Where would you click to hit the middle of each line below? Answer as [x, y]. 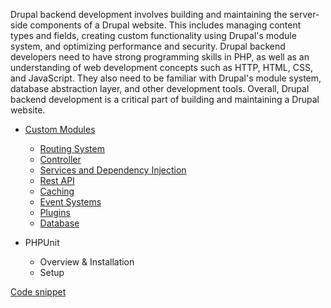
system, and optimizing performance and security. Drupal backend [148, 46]
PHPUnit [42, 242]
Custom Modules [60, 129]
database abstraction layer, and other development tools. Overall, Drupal [160, 88]
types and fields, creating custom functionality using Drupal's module [153, 35]
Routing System [72, 148]
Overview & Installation [87, 262]
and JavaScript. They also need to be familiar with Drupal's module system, [166, 78]
